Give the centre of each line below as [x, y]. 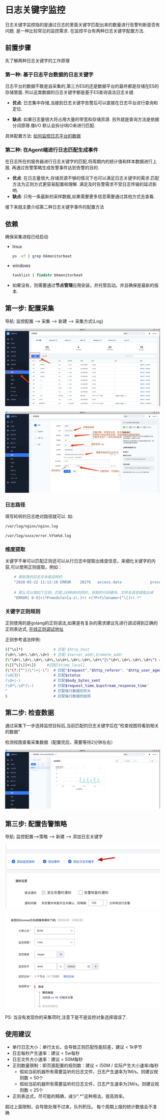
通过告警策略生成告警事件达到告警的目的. [58, 168]
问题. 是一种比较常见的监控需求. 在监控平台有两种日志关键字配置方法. [75, 30]
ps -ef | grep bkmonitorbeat [42, 256]
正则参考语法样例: [23, 639]
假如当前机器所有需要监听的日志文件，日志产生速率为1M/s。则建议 [87, 1071]
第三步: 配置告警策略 [36, 824]
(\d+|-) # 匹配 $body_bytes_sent [53, 681]
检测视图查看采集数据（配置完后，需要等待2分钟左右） [60, 742]
